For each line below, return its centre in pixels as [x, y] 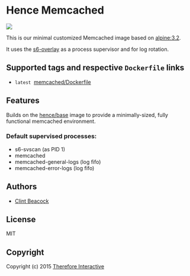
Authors [22, 187]
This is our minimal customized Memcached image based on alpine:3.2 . [94, 38]
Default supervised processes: [51, 137]
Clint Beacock [32, 201]
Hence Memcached [55, 10]
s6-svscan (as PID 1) [40, 149]
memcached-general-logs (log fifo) [58, 162]
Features [23, 101]
